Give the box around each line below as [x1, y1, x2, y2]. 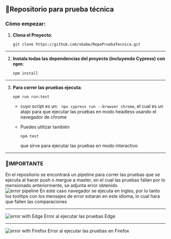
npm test [20, 133, 39, 139]
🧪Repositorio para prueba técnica [5, 5, 114, 14]
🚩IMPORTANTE [5, 160, 44, 167]
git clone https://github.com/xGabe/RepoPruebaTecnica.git [12, 42, 141, 47]
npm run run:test [12, 94, 50, 99]
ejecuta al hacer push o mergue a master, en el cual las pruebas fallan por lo [5, 176, 165, 183]
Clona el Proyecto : [12, 32, 52, 38]
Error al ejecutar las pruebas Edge [44, 213, 116, 219]
